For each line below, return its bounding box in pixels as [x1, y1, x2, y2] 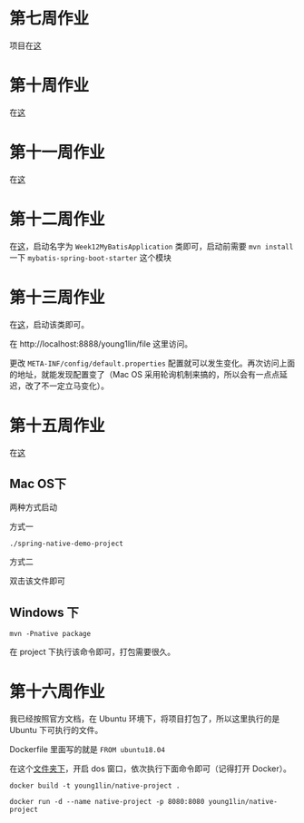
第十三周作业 [9, 287, 106, 308]
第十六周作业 [9, 681, 106, 702]
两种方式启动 [9, 502, 57, 513]
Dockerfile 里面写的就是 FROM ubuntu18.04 [9, 744, 166, 755]
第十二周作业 [9, 210, 106, 230]
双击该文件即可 [9, 575, 65, 586]
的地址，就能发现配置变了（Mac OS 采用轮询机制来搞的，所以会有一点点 [9, 368, 280, 379]
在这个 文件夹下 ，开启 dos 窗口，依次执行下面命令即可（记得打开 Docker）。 [9, 763, 292, 774]
